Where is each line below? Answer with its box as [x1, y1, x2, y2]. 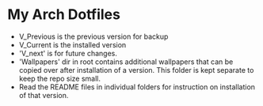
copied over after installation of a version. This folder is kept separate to [18, 65, 254, 74]
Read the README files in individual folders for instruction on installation [18, 81, 255, 92]
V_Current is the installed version [18, 40, 127, 49]
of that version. [18, 90, 69, 100]
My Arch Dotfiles [7, 6, 120, 24]
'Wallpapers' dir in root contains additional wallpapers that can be [18, 57, 234, 66]
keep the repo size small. [18, 74, 101, 83]
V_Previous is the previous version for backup [18, 32, 169, 41]
